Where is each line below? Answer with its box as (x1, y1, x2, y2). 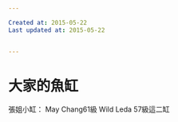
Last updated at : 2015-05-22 (8, 26, 105, 34)
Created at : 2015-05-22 (8, 18, 88, 26)
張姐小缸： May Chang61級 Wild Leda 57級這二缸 (8, 104, 170, 114)
